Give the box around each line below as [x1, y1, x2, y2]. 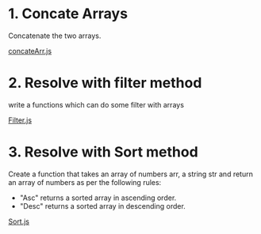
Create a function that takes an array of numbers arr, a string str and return [8, 169, 254, 179]
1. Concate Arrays [8, 5, 129, 23]
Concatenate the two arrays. [8, 31, 102, 40]
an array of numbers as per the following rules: [8, 177, 162, 187]
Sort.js [8, 217, 30, 226]
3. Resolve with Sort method [8, 143, 198, 161]
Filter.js [8, 115, 33, 125]
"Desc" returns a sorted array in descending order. [19, 201, 186, 210]
